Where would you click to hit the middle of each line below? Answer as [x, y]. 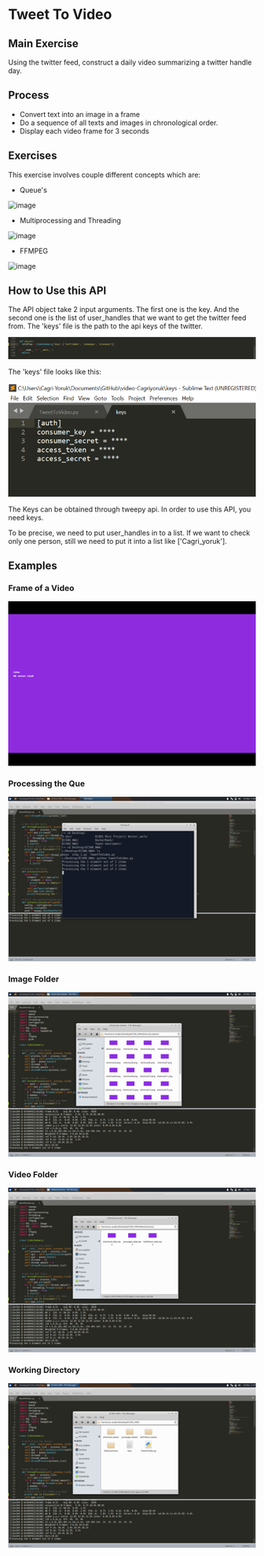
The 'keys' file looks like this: [55, 372]
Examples [33, 566]
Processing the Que [46, 784]
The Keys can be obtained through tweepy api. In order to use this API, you [130, 509]
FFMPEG [34, 251]
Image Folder [34, 979]
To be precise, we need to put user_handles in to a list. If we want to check [129, 533]
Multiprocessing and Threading [70, 220]
